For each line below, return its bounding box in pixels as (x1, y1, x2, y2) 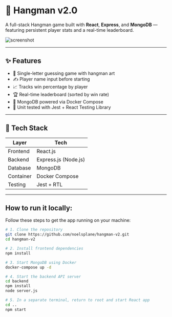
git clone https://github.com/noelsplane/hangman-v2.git (5, 232, 130, 237)
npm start (5, 307, 27, 312)
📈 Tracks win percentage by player (12, 83, 88, 90)
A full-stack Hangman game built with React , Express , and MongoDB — (5, 22, 158, 28)
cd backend (5, 279, 29, 284)
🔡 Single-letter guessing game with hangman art (12, 70, 115, 76)
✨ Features (5, 56, 41, 66)
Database (8, 164, 31, 171)
